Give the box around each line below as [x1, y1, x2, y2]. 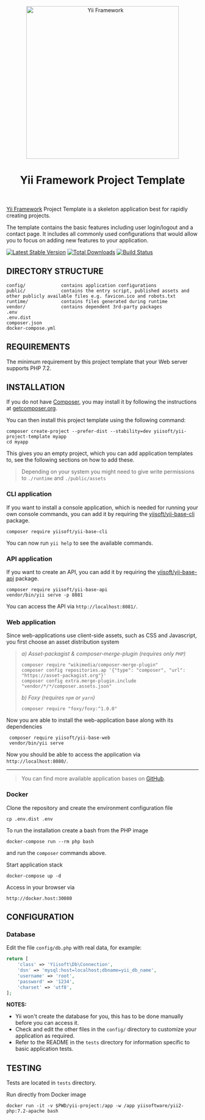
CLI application [6, 490, 52, 498]
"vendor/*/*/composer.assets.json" [21, 683, 112, 689]
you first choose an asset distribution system [6, 638, 120, 645]
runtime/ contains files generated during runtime [6, 298, 168, 305]
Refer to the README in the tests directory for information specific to [15, 1039, 190, 1046]
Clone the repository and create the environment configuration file [6, 804, 173, 812]
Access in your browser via [6, 883, 75, 891]
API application [6, 555, 53, 563]
